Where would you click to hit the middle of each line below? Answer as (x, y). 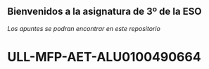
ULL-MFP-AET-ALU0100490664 (104, 57)
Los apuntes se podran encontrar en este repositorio (84, 28)
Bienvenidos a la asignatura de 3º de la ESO (104, 12)
